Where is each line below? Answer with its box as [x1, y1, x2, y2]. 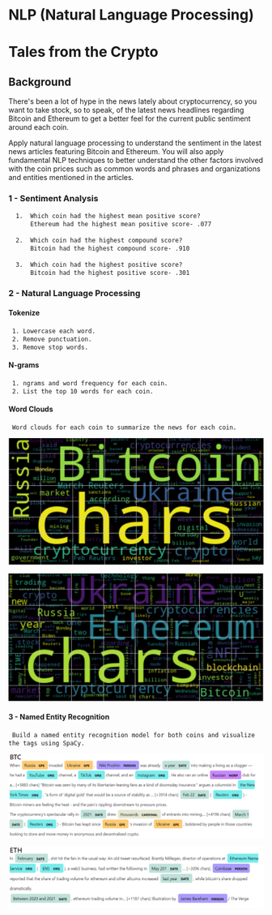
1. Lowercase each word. [11, 327, 96, 335]
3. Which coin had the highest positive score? [15, 261, 183, 269]
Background [8, 75, 71, 88]
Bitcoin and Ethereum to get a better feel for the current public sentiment [8, 114, 251, 123]
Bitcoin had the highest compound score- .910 [29, 245, 190, 253]
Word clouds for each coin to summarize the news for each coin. [11, 423, 237, 432]
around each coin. [8, 122, 69, 132]
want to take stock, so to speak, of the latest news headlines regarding [8, 105, 244, 115]
